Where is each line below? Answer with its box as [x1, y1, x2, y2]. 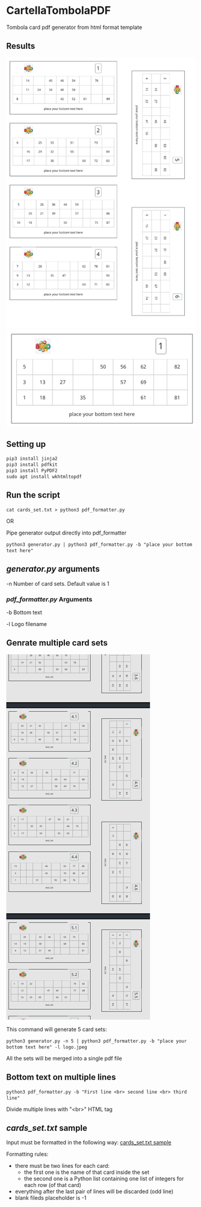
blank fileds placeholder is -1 [14, 1194, 87, 1202]
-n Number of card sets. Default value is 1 [6, 580, 110, 587]
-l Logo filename [6, 620, 47, 627]
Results [6, 41, 36, 51]
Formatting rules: [6, 1150, 49, 1158]
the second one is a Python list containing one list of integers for [23, 1175, 184, 1182]
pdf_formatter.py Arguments [6, 595, 93, 603]
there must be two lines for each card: [14, 1162, 110, 1170]
